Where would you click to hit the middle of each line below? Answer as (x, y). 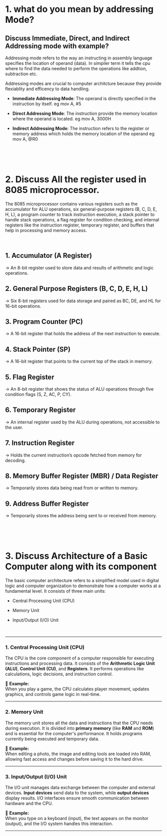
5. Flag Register (30, 377)
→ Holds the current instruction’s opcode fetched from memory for (74, 455)
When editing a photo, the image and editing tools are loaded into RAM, (78, 754)
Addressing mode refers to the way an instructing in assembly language (79, 58)
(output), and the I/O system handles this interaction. (59, 824)
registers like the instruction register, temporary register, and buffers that (80, 225)
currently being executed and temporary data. (52, 739)
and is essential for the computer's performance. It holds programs (74, 733)
